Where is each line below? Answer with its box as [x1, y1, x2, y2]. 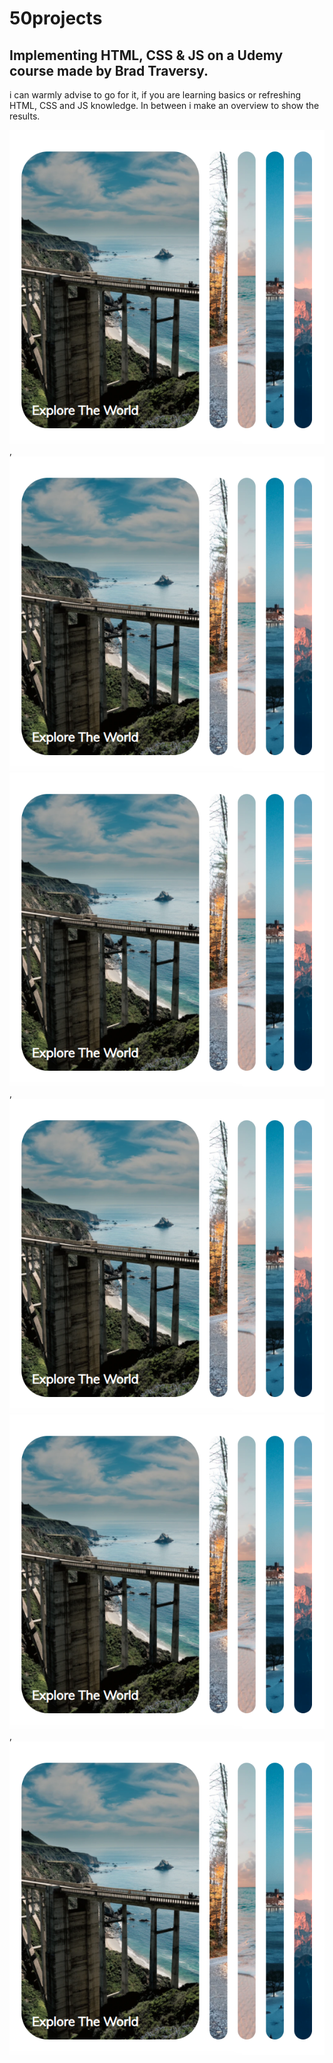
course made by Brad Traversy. [9, 62, 209, 79]
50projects [9, 7, 103, 30]
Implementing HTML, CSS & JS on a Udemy [9, 47, 284, 64]
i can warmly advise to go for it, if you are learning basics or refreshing [9, 89, 302, 101]
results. [9, 110, 41, 122]
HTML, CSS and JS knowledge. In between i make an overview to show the [9, 100, 320, 111]
